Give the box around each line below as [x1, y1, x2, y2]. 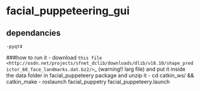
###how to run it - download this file [6, 54, 103, 61]
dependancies [6, 28, 61, 38]
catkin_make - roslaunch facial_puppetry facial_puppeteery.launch [6, 79, 170, 85]
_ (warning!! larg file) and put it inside [94, 65, 186, 73]
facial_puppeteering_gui [6, 4, 130, 18]
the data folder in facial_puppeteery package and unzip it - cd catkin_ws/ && [6, 72, 195, 79]
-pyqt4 [6, 43, 23, 49]
